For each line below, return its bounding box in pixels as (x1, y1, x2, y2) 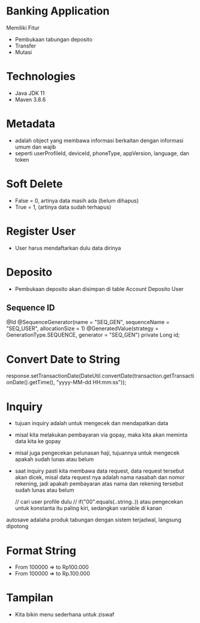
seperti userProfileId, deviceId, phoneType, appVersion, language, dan (14, 149, 189, 157)
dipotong (6, 523, 29, 530)
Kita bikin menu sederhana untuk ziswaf (14, 611, 115, 618)
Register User (6, 224, 76, 238)
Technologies (6, 70, 76, 84)
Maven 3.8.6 (14, 96, 46, 103)
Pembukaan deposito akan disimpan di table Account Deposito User (14, 285, 184, 292)
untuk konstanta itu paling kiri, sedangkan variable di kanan (14, 505, 162, 512)
